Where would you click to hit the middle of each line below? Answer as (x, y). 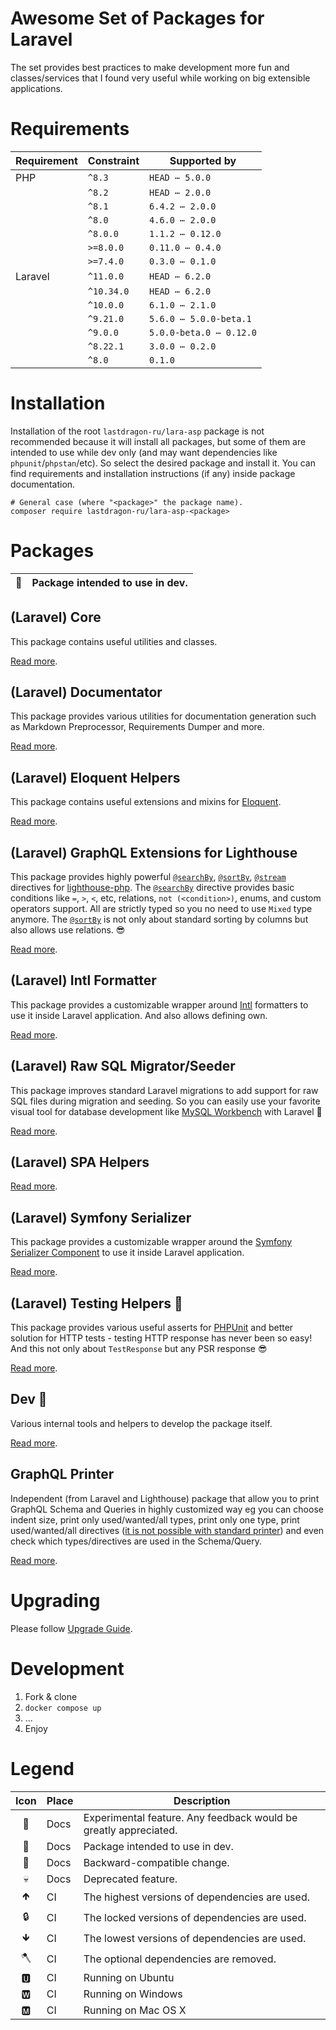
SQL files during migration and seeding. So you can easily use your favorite (165, 1101)
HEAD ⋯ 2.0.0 (180, 192)
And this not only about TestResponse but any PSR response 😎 (139, 1349)
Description (202, 1800)
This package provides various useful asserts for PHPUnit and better (152, 1328)
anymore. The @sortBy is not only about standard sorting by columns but (159, 919)
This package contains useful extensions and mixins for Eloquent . (146, 802)
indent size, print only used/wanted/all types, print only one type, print (155, 1519)
